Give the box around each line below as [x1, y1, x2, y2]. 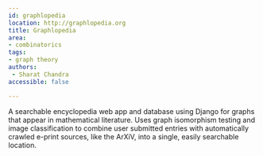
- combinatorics [8, 41, 62, 49]
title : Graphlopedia [8, 26, 77, 34]
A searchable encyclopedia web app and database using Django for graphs [8, 106, 255, 116]
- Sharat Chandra [11, 70, 69, 78]
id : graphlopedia [8, 11, 66, 20]
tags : [8, 48, 26, 56]
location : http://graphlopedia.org [8, 19, 126, 27]
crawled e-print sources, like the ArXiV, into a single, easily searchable [8, 131, 239, 141]
